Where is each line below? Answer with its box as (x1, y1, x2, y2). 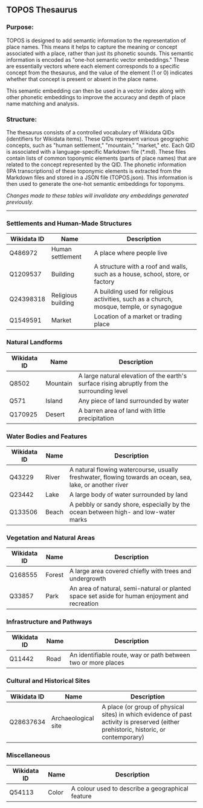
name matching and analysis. (6, 100, 79, 107)
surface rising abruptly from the (78, 379, 169, 387)
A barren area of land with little (78, 406, 166, 415)
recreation (69, 599, 98, 608)
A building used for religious (94, 287, 174, 296)
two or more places (69, 659, 125, 667)
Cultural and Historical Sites (6, 677, 91, 685)
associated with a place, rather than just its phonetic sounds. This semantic (6, 50, 194, 57)
